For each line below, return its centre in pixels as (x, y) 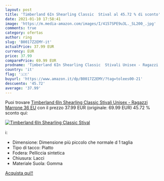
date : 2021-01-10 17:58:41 (33, 19)
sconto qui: (17, 113)
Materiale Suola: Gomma (37, 163)
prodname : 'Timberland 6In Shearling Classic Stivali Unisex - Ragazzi (82, 65)
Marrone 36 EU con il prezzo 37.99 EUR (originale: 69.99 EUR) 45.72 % (78, 108)
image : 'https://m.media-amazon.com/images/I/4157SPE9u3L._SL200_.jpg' (81, 24)
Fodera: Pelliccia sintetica (38, 153)
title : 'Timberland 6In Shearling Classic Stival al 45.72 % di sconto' (83, 14)
